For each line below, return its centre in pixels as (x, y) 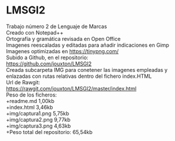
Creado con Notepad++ (35, 32)
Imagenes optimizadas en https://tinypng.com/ (62, 51)
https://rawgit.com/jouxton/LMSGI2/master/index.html (71, 88)
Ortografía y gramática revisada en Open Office (64, 39)
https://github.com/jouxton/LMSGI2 (49, 63)
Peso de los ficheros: (32, 95)
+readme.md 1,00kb (30, 101)
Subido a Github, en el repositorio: (47, 57)
